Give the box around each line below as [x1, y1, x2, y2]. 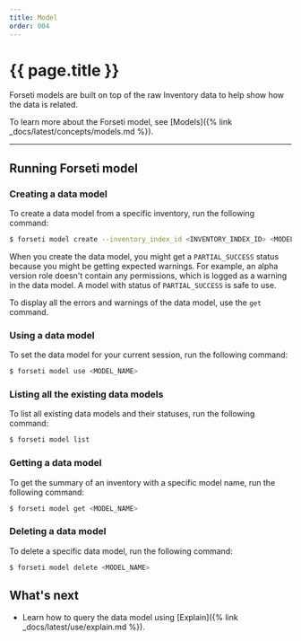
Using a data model [9, 329, 96, 341]
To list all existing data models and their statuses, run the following [9, 408, 255, 419]
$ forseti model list [9, 435, 90, 444]
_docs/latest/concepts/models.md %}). [9, 127, 154, 137]
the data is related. [9, 100, 79, 110]
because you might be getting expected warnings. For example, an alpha [9, 261, 279, 271]
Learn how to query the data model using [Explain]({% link [21, 611, 239, 622]
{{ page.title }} [9, 60, 120, 81]
